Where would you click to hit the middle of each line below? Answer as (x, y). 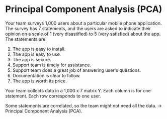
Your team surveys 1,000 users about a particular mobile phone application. (83, 23)
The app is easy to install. (39, 49)
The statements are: (26, 39)
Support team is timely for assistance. (52, 65)
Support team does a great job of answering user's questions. (77, 70)
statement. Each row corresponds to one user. (53, 96)
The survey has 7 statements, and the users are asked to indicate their (78, 28)
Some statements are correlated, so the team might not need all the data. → (83, 105)
